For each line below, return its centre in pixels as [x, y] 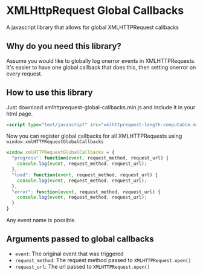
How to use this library [50, 93]
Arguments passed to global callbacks [80, 239]
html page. [20, 114]
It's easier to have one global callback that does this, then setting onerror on [101, 67]
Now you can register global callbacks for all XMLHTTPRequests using [94, 136]
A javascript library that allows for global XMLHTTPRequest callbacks [93, 27]
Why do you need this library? [64, 46]
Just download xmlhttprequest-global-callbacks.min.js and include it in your [101, 107]
